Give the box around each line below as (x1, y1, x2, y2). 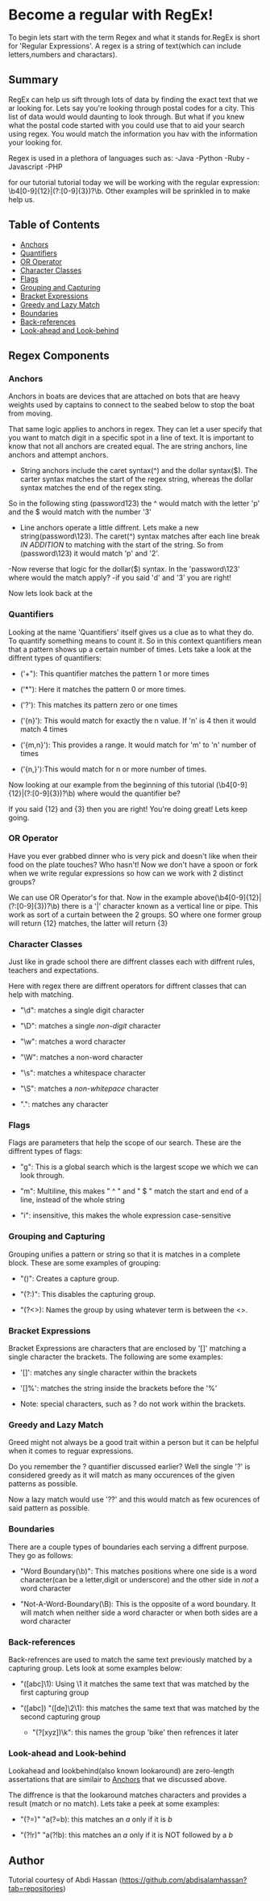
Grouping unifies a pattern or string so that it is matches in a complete (8, 1249, 241, 1259)
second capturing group (19, 1712, 101, 1721)
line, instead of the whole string (19, 1195, 125, 1205)
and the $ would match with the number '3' (8, 507, 152, 517)
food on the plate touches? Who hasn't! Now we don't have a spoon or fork (8, 860, 258, 869)
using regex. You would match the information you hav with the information (8, 129, 258, 138)
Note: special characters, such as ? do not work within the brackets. (19, 1399, 246, 1409)
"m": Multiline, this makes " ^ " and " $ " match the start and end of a (19, 1186, 248, 1196)
